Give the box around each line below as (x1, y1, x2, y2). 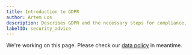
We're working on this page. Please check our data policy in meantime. (6, 42, 182, 49)
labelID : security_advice (6, 25, 71, 32)
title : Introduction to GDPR (6, 8, 79, 15)
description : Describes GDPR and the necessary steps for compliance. (6, 20, 187, 26)
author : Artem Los (6, 14, 52, 20)
